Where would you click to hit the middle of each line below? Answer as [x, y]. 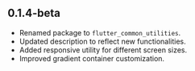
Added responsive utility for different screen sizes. [103, 50]
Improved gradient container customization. [92, 58]
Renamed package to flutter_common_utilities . [100, 32]
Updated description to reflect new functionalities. [102, 41]
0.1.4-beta [34, 13]
